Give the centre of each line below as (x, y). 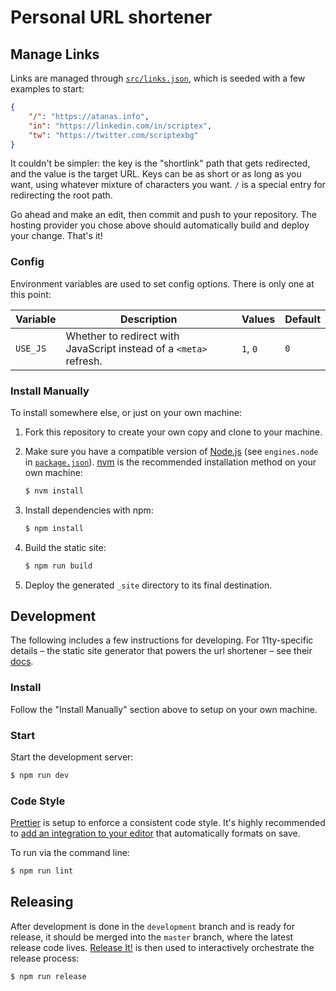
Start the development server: (72, 757)
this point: (31, 294)
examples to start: (47, 89)
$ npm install (54, 528)
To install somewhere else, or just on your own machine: (126, 412)
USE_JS (31, 348)
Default (302, 319)
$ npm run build (58, 566)
